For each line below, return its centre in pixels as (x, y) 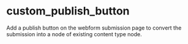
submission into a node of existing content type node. (74, 34)
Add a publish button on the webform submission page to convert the (94, 28)
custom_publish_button (68, 11)
